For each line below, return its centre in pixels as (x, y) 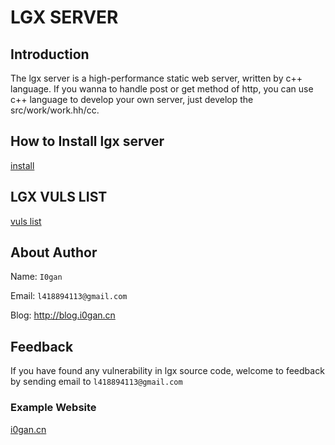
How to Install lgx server (87, 141)
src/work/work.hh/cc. (55, 110)
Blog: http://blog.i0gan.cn (63, 315)
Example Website (53, 408)
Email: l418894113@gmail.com (69, 296)
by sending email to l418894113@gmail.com (96, 382)
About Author (54, 252)
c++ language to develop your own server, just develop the (132, 99)
